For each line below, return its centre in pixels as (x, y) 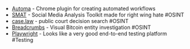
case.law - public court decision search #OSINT (70, 21)
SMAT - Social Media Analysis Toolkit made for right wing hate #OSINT (98, 15)
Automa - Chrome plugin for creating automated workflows (83, 9)
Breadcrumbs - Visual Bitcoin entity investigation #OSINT (81, 27)
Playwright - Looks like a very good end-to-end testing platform (89, 34)
